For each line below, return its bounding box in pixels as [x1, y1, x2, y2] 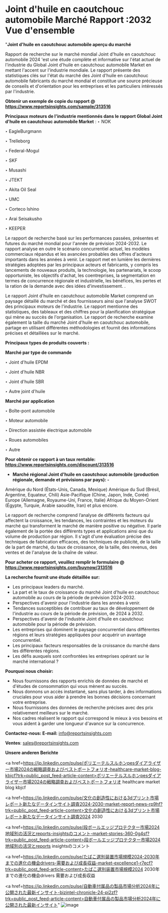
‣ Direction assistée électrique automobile [5, 427, 92, 433]
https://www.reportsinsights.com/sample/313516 [5, 103, 111, 109]
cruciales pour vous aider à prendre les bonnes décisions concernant [12, 693, 156, 700]
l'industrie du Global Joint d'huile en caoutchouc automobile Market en [5, 62, 151, 68]
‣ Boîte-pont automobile [5, 408, 55, 414]
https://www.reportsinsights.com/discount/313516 [5, 461, 114, 467]
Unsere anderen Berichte [5, 750, 58, 756]
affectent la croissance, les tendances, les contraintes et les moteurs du [5, 517, 153, 523]
